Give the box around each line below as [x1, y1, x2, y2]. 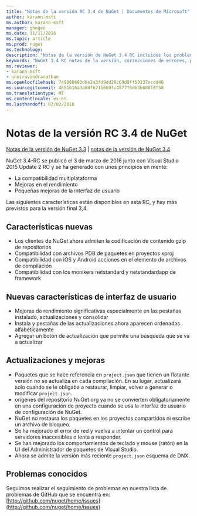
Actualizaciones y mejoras [6, 355, 106, 365]
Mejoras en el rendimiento [14, 181, 78, 188]
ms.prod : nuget [6, 42, 43, 47]
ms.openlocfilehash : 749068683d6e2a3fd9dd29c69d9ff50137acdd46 [6, 80, 164, 86]
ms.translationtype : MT [6, 90, 64, 96]
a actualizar [14, 338, 43, 346]
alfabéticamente [14, 326, 54, 333]
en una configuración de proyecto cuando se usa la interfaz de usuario [14, 402, 186, 409]
